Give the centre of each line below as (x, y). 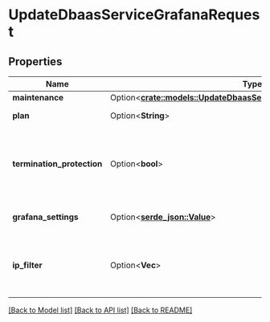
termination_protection (57, 164)
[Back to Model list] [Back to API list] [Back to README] (100, 310)
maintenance (38, 98)
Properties (35, 61)
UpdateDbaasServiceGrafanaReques (134, 15)
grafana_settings (45, 217)
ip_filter (27, 265)
